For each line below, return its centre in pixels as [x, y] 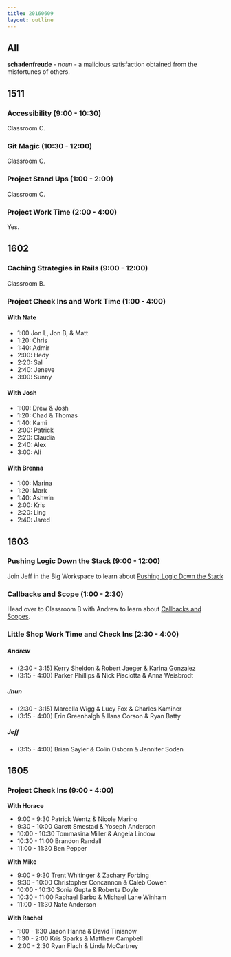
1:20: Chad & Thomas [47, 415]
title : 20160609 [30, 13]
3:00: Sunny [34, 377]
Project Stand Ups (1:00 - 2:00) [60, 179]
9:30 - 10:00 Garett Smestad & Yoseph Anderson [86, 826]
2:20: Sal [30, 362]
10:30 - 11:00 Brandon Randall [59, 841]
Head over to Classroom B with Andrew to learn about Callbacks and [104, 609]
